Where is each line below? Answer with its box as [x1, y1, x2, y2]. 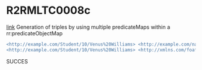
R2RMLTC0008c [6, 4, 91, 17]
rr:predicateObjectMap [6, 29, 63, 36]
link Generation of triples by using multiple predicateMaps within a [6, 23, 170, 31]
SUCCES [6, 57, 28, 65]
